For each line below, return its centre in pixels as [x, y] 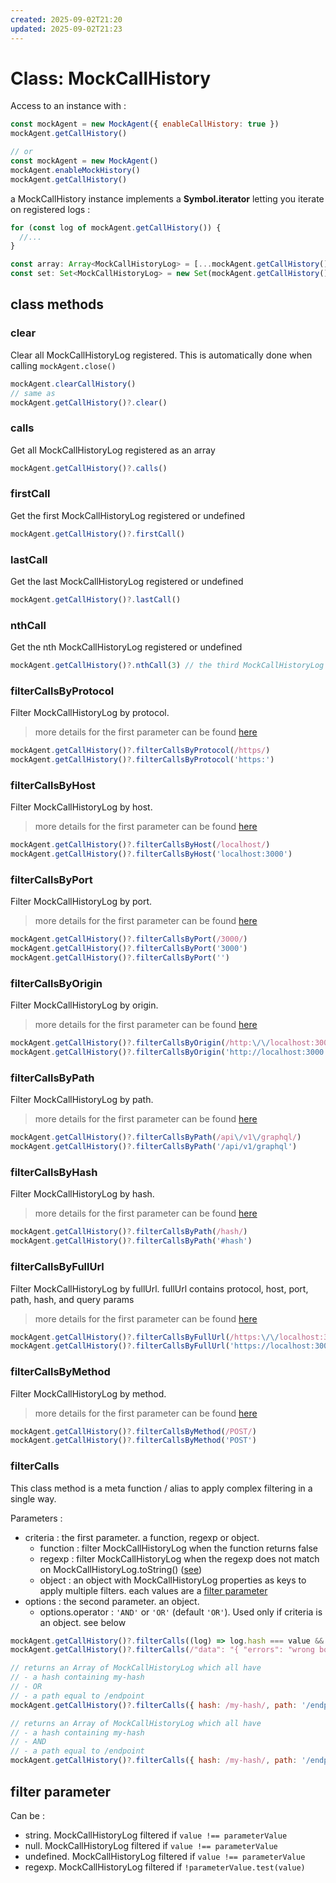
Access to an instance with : [68, 106]
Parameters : [36, 1518]
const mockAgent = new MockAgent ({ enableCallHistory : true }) [145, 124]
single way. [33, 1498]
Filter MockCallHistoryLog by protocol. [90, 713]
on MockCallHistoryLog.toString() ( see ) [121, 1569]
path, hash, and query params [72, 1299]
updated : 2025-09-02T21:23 [66, 29]
